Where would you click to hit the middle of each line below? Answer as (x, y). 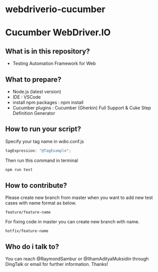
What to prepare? (33, 79)
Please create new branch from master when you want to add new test (79, 198)
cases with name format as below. (41, 203)
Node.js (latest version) (37, 92)
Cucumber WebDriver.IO (58, 33)
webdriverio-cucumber (55, 9)
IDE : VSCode (27, 97)
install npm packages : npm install (48, 102)
